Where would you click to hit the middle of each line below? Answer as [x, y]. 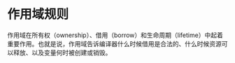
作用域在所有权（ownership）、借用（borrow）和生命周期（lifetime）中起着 [115, 35]
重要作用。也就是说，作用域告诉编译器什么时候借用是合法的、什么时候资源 [114, 43]
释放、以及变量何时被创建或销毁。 [62, 52]
